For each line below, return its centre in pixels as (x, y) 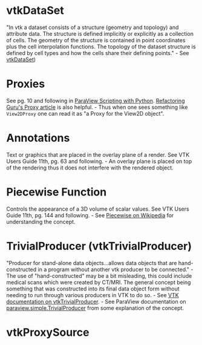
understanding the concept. (41, 222)
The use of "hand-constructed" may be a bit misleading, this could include (99, 275)
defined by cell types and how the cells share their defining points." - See (98, 53)
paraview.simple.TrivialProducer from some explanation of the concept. (95, 308)
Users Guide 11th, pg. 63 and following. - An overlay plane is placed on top (99, 161)
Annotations (38, 138)
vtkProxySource (48, 332)
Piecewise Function (57, 192)
